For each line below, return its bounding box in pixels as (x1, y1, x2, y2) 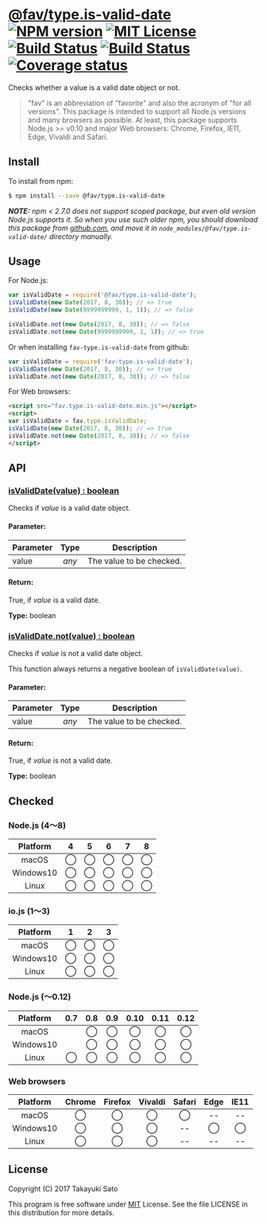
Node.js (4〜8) (8, 819, 66, 830)
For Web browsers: (8, 386, 71, 396)
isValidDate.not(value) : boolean (8, 630, 135, 641)
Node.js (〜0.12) (8, 991, 71, 1002)
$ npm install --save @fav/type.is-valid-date (8, 191, 165, 200)
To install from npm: (8, 176, 74, 186)
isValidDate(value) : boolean (8, 485, 119, 496)
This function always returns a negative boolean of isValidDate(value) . (8, 664, 242, 674)
